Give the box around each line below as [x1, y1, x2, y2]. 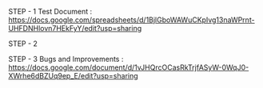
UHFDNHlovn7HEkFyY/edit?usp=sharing [8, 24, 142, 33]
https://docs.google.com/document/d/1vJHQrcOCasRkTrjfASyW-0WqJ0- [8, 63, 249, 72]
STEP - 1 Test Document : [8, 7, 93, 16]
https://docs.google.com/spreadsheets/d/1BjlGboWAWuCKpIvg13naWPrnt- [8, 15, 255, 25]
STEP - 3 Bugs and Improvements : [8, 55, 124, 63]
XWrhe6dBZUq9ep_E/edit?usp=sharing [8, 71, 138, 80]
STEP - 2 [8, 39, 38, 48]
